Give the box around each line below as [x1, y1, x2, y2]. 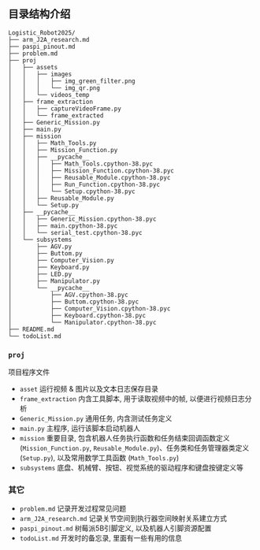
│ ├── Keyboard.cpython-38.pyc [8, 311, 147, 319]
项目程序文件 [8, 367, 50, 377]
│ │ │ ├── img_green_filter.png [8, 77, 136, 85]
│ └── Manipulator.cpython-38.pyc [8, 318, 157, 326]
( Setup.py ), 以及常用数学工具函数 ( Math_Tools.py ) [19, 453, 180, 463]
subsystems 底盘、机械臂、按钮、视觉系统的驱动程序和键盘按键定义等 [19, 463, 244, 473]
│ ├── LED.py [8, 270, 72, 278]
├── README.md [8, 325, 55, 333]
